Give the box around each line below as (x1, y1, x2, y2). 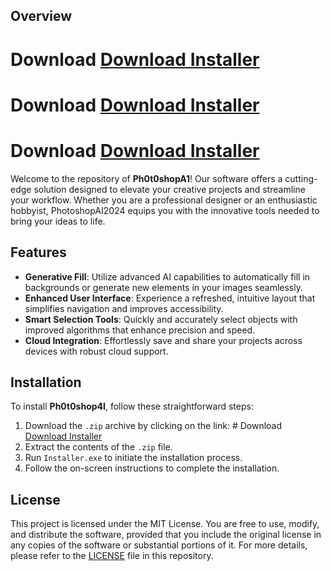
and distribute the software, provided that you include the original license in (10, 529, 322, 541)
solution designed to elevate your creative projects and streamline (33, 183, 306, 195)
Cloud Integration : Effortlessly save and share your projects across (24, 334, 303, 346)
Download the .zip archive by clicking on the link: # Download (24, 420, 283, 432)
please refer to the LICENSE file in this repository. (10, 550, 214, 562)
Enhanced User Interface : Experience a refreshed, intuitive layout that (24, 292, 316, 304)
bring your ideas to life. (10, 215, 106, 227)
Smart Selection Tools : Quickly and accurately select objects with (24, 313, 298, 325)
